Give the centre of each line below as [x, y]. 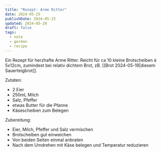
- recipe [18, 46]
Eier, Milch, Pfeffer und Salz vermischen [53, 129]
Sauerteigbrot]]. [21, 70]
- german [18, 42]
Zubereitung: [18, 120]
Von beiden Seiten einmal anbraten [48, 140]
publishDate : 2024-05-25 [30, 19]
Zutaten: [13, 80]
